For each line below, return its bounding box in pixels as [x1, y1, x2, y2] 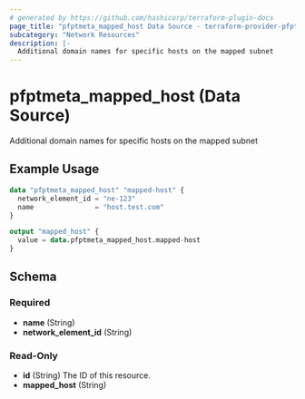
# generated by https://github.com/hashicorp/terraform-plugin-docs [9, 13, 274, 23]
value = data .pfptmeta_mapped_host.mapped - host [17, 236, 202, 245]
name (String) [22, 316, 75, 327]
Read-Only [9, 349, 59, 362]
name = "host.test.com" [17, 202, 165, 211]
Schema [9, 269, 57, 285]
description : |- [9, 38, 71, 48]
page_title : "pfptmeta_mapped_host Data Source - [9, 22, 202, 31]
